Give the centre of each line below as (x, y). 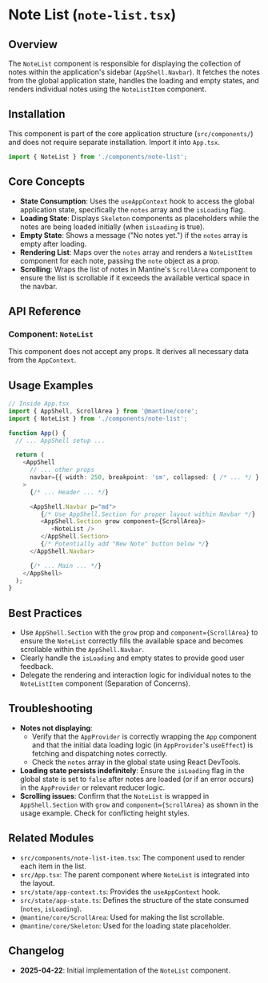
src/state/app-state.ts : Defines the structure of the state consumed (134, 900)
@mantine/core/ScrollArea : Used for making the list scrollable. (122, 917)
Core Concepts (47, 182)
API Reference (45, 311)
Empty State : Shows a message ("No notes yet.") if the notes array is (134, 235)
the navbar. (38, 286)
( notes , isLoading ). (51, 908)
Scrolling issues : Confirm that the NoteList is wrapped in (114, 796)
